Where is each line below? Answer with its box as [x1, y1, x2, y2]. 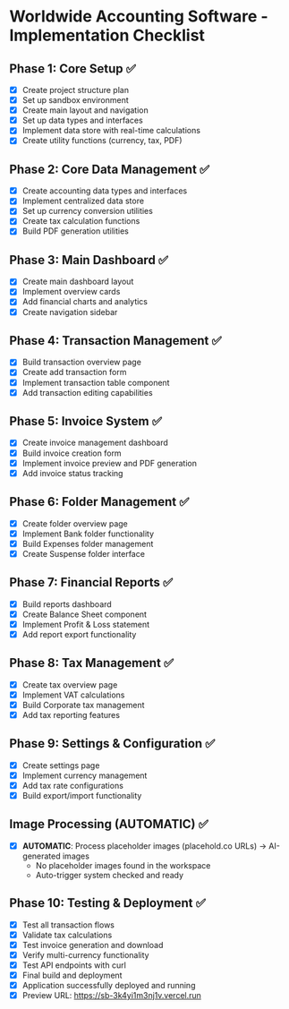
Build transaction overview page [21, 356, 141, 368]
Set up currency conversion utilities [21, 206, 154, 217]
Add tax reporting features [21, 709, 121, 720]
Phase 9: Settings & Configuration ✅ [9, 736, 216, 751]
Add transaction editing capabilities [21, 387, 154, 398]
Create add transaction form [21, 367, 127, 378]
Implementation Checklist [9, 25, 206, 46]
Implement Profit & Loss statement [21, 619, 150, 629]
